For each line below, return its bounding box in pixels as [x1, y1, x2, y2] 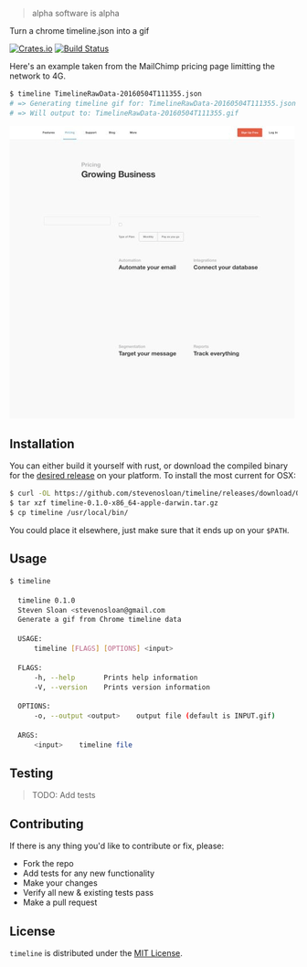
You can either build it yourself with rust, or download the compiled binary [9, 460, 289, 471]
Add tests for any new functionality [22, 867, 155, 879]
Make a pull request [22, 897, 98, 908]
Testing [9, 766, 54, 782]
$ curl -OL [9, 489, 51, 499]
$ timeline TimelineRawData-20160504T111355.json [9, 89, 203, 99]
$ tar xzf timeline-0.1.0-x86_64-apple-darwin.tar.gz [9, 499, 219, 508]
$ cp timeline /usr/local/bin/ [9, 509, 129, 518]
